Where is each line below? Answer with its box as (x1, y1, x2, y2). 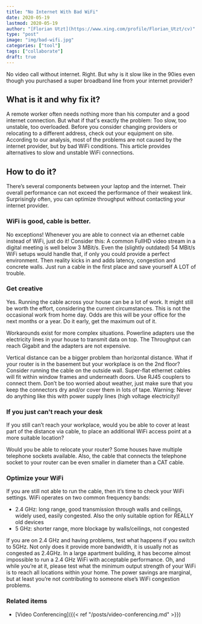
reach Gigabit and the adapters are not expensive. (6, 342, 131, 349)
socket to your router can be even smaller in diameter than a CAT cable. (6, 459, 185, 466)
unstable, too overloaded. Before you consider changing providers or (6, 123, 178, 131)
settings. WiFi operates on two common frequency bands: (6, 494, 151, 501)
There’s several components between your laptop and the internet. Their (6, 183, 186, 190)
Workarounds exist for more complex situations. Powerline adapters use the (6, 329, 195, 337)
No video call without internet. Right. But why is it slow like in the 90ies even (6, 70, 195, 77)
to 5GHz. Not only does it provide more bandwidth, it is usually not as (6, 543, 179, 551)
